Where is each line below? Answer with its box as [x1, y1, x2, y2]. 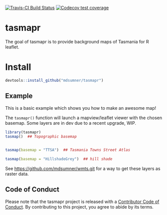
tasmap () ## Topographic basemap [5, 134, 77, 139]
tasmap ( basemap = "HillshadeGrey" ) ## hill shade [5, 157, 113, 162]
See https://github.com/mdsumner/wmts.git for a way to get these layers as [5, 166, 161, 172]
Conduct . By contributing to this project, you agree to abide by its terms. [5, 204, 154, 210]
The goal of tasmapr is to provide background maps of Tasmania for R [5, 38, 149, 44]
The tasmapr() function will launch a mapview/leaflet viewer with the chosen [5, 115, 163, 121]
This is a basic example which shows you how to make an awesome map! [5, 105, 157, 111]
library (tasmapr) [5, 130, 41, 135]
